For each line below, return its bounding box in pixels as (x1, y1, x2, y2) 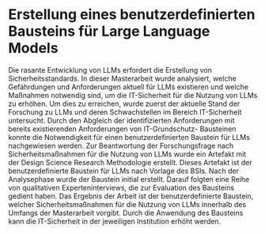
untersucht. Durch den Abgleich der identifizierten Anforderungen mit (8, 115, 235, 125)
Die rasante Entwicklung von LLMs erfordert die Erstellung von (8, 65, 212, 74)
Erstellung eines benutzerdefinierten (8, 6, 256, 24)
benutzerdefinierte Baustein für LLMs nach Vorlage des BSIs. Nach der (8, 166, 240, 175)
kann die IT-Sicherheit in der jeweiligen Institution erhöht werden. (8, 216, 221, 226)
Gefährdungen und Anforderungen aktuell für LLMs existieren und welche (8, 81, 249, 92)
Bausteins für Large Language (8, 22, 210, 40)
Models (8, 40, 59, 57)
